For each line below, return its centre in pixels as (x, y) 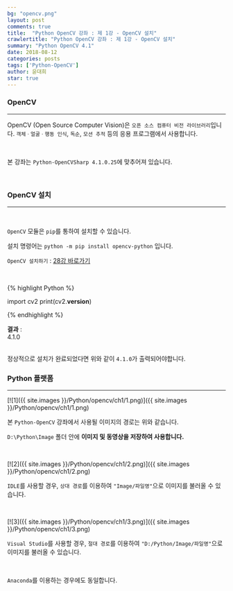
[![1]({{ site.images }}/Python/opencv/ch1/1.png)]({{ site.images (97, 400)
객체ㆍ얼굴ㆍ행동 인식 (42, 134)
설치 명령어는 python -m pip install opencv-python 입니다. (90, 246)
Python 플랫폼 (31, 378)
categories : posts (34, 59)
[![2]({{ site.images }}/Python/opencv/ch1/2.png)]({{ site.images (98, 464)
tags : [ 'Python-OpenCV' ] (43, 65)
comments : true (29, 26)
